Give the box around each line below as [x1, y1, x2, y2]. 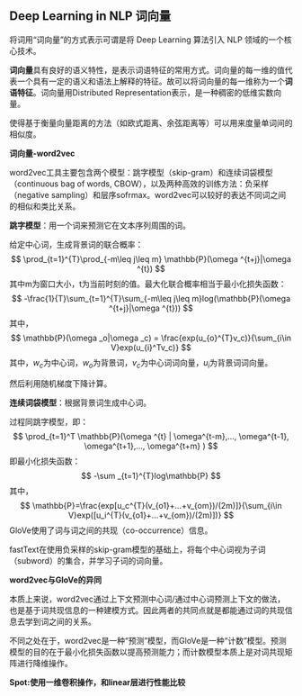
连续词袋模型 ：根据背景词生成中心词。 [9, 397, 151, 408]
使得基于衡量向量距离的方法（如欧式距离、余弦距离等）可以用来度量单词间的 [9, 117, 293, 128]
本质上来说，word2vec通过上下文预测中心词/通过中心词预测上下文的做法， [9, 593, 286, 604]
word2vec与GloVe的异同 [9, 574, 102, 585]
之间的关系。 [48, 616, 96, 627]
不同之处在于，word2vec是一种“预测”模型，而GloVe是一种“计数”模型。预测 [9, 635, 287, 646]
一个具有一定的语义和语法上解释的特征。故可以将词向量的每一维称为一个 [16, 76, 285, 86]
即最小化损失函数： [9, 456, 81, 466]
